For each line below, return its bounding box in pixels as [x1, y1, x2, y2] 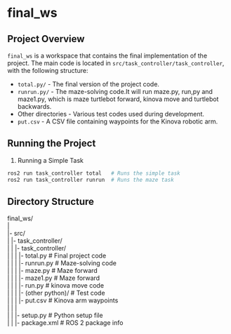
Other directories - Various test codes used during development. [17, 110, 205, 118]
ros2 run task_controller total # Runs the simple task [7, 170, 180, 177]
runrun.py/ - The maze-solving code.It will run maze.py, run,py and [17, 88, 213, 95]
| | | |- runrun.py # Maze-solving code [7, 259, 117, 267]
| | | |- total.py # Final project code [7, 251, 107, 260]
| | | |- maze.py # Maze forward [7, 267, 98, 275]
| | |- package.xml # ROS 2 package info [7, 319, 124, 327]
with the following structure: [7, 67, 88, 74]
